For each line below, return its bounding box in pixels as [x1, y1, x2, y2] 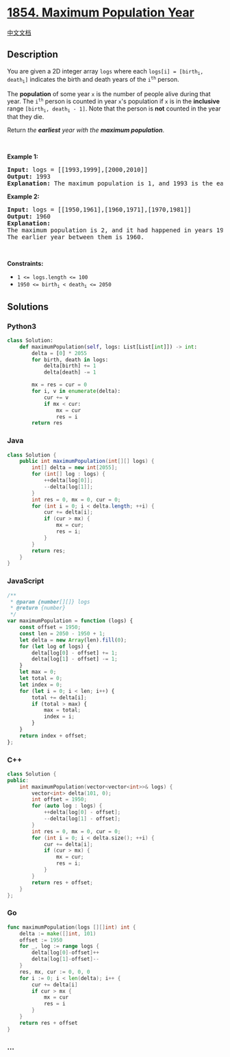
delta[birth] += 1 [43, 363, 97, 370]
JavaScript [7, 576, 44, 586]
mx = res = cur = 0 [31, 381, 88, 389]
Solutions [7, 301, 49, 312]
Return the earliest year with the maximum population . [7, 126, 165, 134]
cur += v [43, 394, 69, 401]
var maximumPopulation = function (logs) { [7, 617, 133, 624]
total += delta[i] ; [31, 694, 88, 701]
